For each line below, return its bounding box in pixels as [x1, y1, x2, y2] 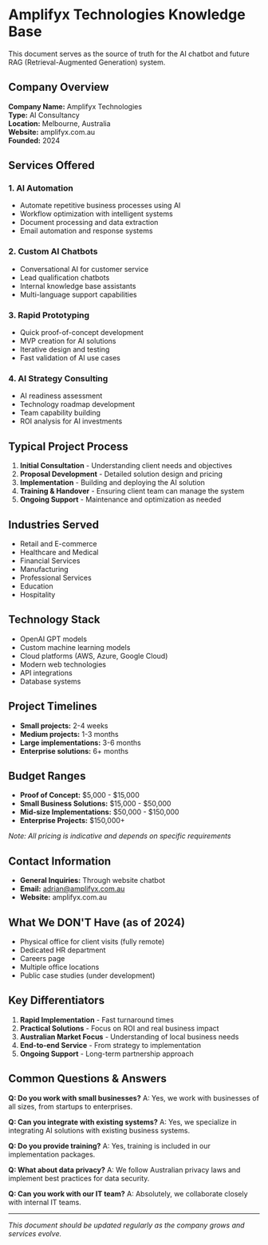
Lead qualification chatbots [19, 273, 110, 282]
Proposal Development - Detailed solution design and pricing [19, 469, 223, 479]
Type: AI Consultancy [8, 110, 80, 120]
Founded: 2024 [8, 136, 61, 145]
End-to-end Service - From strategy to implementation [19, 1040, 202, 1050]
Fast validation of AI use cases [19, 353, 121, 363]
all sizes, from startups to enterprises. [8, 1101, 133, 1111]
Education [19, 581, 53, 591]
